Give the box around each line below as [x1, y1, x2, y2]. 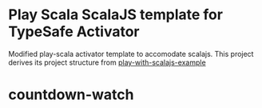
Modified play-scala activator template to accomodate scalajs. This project [8, 49, 254, 58]
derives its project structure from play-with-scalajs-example [8, 58, 206, 67]
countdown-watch [8, 86, 134, 104]
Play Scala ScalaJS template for [8, 6, 224, 24]
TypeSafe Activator [8, 22, 140, 41]
